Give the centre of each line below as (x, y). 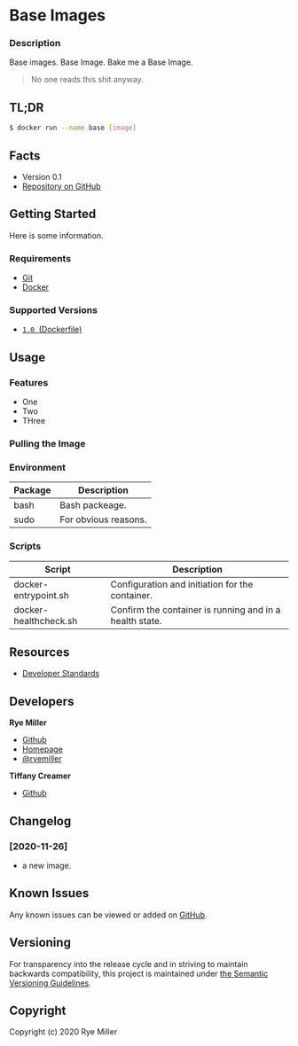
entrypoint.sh (41, 595)
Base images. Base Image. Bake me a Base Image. (101, 62)
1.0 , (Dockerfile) (52, 330)
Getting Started (53, 214)
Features (29, 382)
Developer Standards (61, 674)
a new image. (47, 865)
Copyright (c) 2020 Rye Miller (63, 1032)
